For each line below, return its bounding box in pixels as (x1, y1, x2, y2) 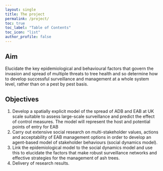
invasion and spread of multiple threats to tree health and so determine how (5, 70, 158, 76)
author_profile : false (5, 35, 51, 40)
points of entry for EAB (12, 124, 59, 129)
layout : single (5, 7, 36, 12)
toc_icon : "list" (5, 30, 41, 35)
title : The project (5, 12, 45, 17)
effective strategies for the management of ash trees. (12, 155, 120, 161)
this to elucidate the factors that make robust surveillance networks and (12, 150, 157, 155)
